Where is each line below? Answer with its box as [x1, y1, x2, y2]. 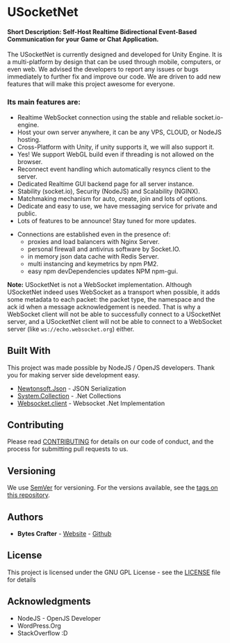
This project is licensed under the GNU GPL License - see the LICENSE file [7, 568, 221, 576]
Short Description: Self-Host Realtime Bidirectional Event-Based [7, 27, 197, 35]
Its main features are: [7, 97, 81, 107]
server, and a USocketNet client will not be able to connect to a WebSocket [7, 317, 222, 325]
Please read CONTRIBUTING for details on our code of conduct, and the [7, 437, 214, 446]
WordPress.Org [17, 621, 61, 630]
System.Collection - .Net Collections [17, 391, 122, 400]
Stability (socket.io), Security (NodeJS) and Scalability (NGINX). [17, 187, 200, 195]
